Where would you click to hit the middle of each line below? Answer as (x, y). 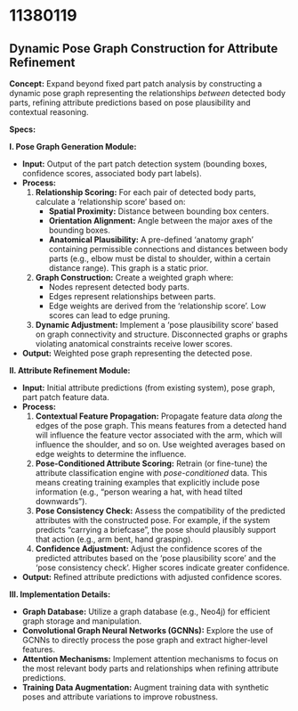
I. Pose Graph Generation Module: (73, 147)
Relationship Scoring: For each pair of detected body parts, (145, 192)
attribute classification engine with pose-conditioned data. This (151, 473)
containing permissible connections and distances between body (168, 249)
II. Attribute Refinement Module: (70, 370)
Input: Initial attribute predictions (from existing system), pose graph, (149, 388)
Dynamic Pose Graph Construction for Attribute (144, 49)
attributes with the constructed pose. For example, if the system (153, 520)
